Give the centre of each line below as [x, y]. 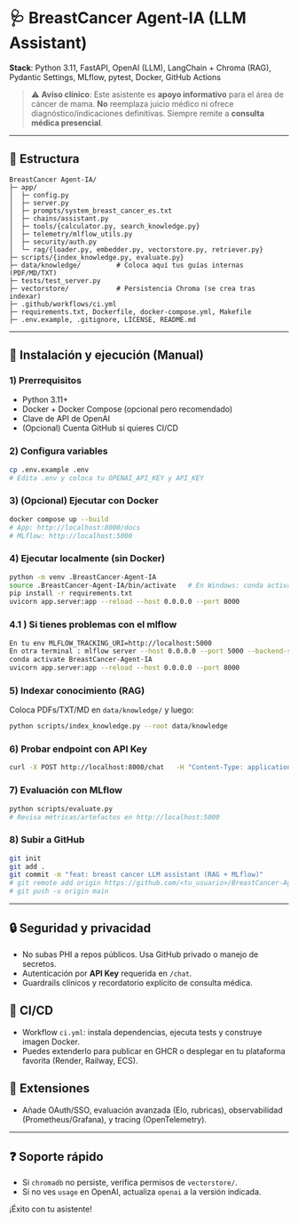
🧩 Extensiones [50, 1088]
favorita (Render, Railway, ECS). [80, 1060]
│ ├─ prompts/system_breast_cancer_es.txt [91, 211]
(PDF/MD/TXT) [33, 273]
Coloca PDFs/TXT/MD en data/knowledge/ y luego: [102, 710]
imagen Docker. [51, 1042]
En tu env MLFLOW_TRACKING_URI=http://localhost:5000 [111, 643]
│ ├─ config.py [39, 195]
